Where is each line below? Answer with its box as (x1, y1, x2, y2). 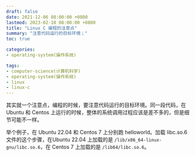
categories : (6, 47, 35, 53)
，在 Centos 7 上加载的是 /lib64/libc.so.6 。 (40, 144, 150, 151)
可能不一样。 (11, 116, 42, 124)
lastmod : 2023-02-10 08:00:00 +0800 (6, 19, 96, 25)
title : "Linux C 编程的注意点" (6, 25, 78, 31)
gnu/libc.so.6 (6, 145, 41, 151)
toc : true (6, 36, 31, 42)
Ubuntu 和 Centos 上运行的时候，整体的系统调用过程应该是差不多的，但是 (6, 109, 185, 116)
